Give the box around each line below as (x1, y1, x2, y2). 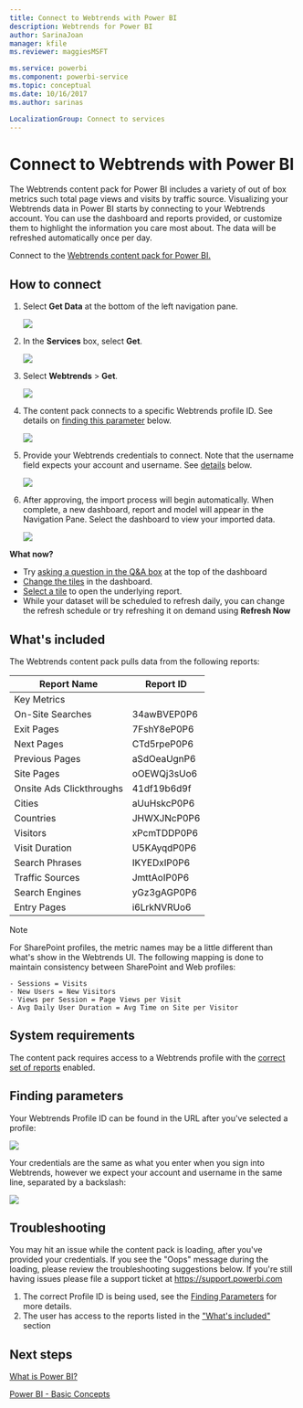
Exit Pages (14, 723, 59, 736)
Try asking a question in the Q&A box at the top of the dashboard (22, 566, 267, 577)
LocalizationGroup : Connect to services (9, 114, 166, 123)
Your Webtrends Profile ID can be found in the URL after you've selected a (9, 1112, 288, 1124)
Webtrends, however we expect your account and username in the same (9, 1167, 283, 1178)
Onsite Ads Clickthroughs (14, 782, 123, 795)
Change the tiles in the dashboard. (22, 577, 153, 588)
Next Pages (14, 737, 64, 750)
